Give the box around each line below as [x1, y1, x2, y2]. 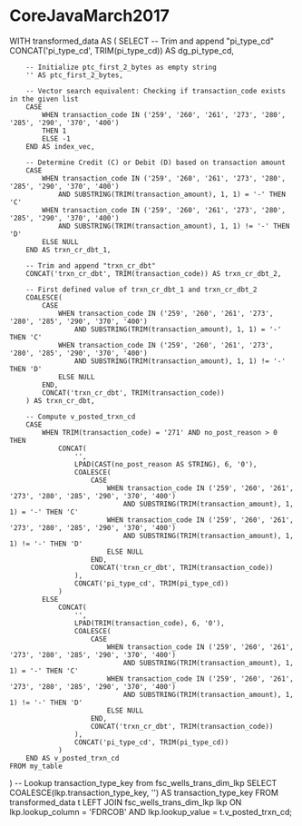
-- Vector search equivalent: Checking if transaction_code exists [25, 86, 286, 95]
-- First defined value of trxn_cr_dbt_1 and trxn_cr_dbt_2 [25, 285, 258, 294]
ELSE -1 [42, 133, 71, 143]
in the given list [9, 94, 79, 103]
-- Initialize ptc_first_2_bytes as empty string [25, 63, 218, 72]
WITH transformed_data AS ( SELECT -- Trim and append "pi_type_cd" [9, 35, 275, 46]
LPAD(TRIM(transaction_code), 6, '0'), [73, 618, 225, 627]
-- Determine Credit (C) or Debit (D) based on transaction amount [25, 158, 286, 167]
